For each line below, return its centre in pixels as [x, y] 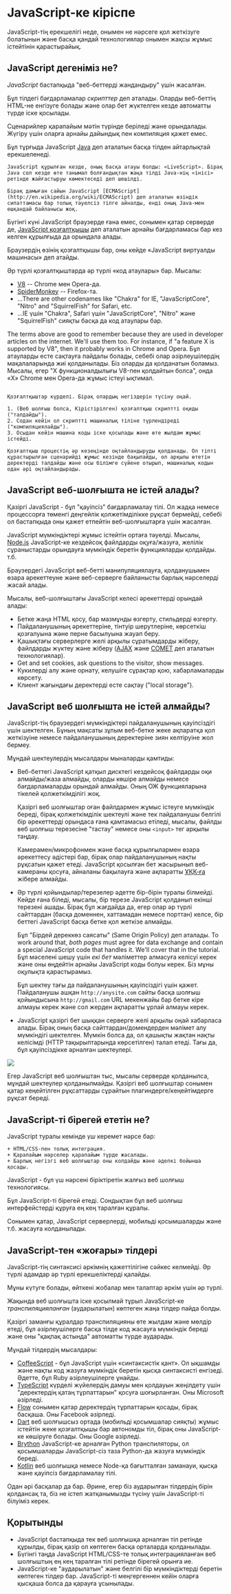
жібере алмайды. [43, 879]
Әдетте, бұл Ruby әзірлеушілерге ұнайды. [78, 1378]
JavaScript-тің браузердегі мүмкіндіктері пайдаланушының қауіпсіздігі [111, 723]
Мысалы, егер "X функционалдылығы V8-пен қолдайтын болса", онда [110, 370]
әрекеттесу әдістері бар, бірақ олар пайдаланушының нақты [107, 857]
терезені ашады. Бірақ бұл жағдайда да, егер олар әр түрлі [104, 907]
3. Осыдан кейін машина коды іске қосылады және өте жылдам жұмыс [104, 432]
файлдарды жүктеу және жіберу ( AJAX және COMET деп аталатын [115, 648]
